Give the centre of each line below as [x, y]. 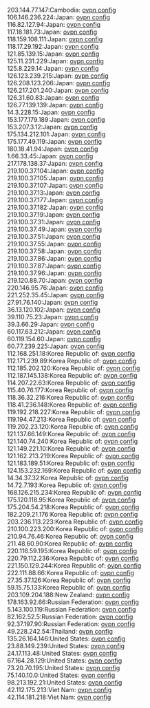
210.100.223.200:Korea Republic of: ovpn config [75, 529]
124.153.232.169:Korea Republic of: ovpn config [74, 470]
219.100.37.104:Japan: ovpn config [56, 171]
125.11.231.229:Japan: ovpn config [56, 61]
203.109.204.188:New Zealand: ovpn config [68, 595]
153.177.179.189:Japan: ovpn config [56, 119]
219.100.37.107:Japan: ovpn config [55, 185]
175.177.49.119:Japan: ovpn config [54, 141]
